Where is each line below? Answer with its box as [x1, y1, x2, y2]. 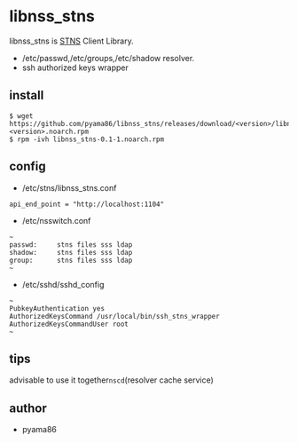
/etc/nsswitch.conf [21, 215, 91, 225]
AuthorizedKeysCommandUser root [9, 320, 129, 328]
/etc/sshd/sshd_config [21, 279, 105, 289]
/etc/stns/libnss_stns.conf [21, 182, 117, 193]
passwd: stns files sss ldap [9, 240, 133, 249]
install [9, 88, 44, 103]
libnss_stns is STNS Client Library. [9, 36, 135, 46]
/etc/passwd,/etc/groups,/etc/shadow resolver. [21, 52, 195, 63]
